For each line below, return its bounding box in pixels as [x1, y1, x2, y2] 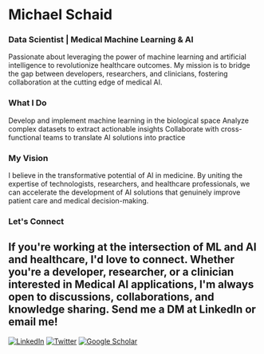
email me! [8, 315, 58, 328]
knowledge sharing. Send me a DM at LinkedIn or [8, 303, 257, 317]
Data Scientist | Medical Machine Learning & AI [8, 34, 194, 45]
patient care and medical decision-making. [8, 196, 149, 206]
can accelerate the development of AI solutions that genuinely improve [8, 187, 241, 197]
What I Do [8, 97, 47, 108]
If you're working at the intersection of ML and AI [8, 241, 257, 254]
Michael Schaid [8, 6, 113, 24]
